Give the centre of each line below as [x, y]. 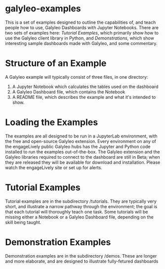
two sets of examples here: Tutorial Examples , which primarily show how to [82, 33]
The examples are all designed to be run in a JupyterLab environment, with [81, 136]
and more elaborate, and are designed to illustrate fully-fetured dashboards [82, 261]
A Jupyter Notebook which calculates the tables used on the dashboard [85, 87]
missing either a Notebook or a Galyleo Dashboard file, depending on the [80, 217]
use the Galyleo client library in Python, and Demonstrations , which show [80, 38]
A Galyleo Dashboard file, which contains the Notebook [69, 91]
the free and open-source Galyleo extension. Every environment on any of [81, 141]
